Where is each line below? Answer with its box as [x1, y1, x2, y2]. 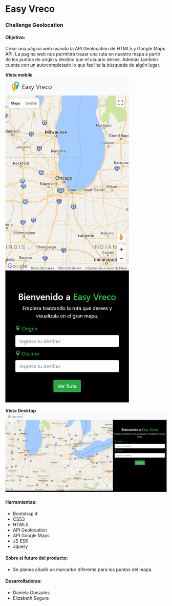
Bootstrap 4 [12, 510, 38, 517]
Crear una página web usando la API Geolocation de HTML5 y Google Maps [5, 46, 165, 52]
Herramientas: [5, 499, 37, 505]
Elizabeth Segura [12, 595, 49, 601]
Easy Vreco [5, 3, 55, 15]
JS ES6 [12, 538, 28, 544]
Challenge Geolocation [5, 22, 63, 29]
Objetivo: [5, 34, 26, 40]
